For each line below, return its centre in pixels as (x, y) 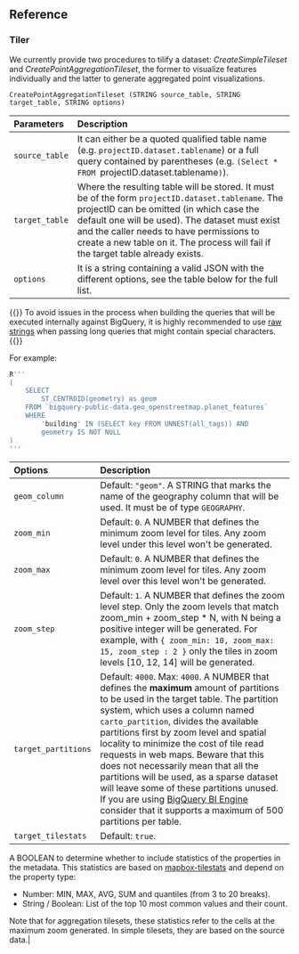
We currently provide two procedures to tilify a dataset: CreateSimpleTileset (148, 59)
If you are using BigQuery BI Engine (174, 799)
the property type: (43, 877)
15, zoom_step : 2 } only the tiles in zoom (189, 651)
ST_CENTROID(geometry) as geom (99, 399)
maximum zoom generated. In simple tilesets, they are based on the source (147, 931)
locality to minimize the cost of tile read (182, 744)
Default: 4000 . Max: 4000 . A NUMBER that (185, 677)
